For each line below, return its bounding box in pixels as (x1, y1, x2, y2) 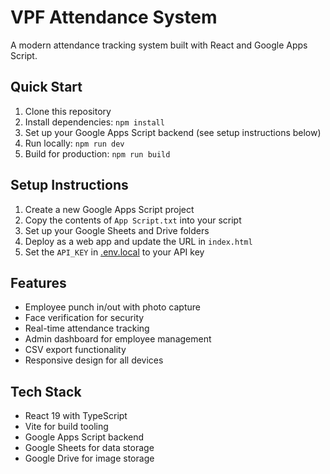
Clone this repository (24, 105, 112, 117)
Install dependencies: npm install (24, 116, 165, 128)
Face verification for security (24, 312, 145, 324)
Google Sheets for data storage (24, 442, 155, 454)
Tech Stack (10, 383, 82, 400)
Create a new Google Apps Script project (24, 203, 195, 215)
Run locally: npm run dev (24, 137, 125, 149)
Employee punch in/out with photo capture (24, 301, 201, 313)
